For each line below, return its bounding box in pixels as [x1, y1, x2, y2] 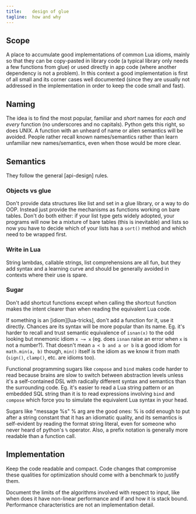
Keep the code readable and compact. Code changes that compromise [6, 465, 177, 472]
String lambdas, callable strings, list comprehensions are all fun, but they [6, 258, 181, 266]
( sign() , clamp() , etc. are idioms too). [6, 354, 96, 361]
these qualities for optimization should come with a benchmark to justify [6, 471, 180, 478]
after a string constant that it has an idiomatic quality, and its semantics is [6, 413, 183, 421]
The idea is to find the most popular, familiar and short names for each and [6, 115, 186, 122]
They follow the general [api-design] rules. [6, 172, 109, 179]
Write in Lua [6, 246, 41, 254]
